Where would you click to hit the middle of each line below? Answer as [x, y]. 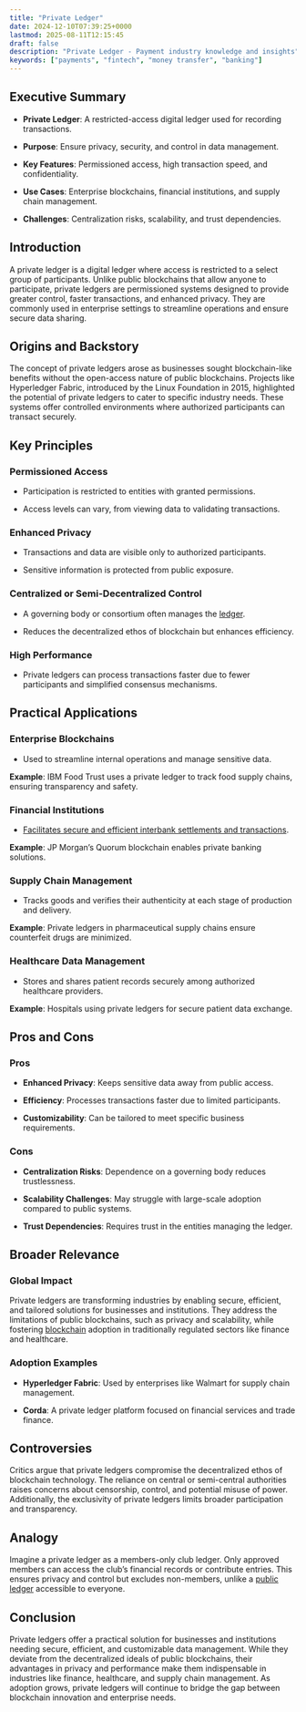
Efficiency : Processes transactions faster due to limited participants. [151, 1100]
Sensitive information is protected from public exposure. [128, 570]
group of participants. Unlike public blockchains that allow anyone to [138, 279]
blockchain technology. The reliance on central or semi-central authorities [148, 1480]
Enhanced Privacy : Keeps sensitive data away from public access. [148, 1083]
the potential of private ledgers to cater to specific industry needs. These [147, 397]
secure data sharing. [48, 318]
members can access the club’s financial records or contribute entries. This [151, 1570]
